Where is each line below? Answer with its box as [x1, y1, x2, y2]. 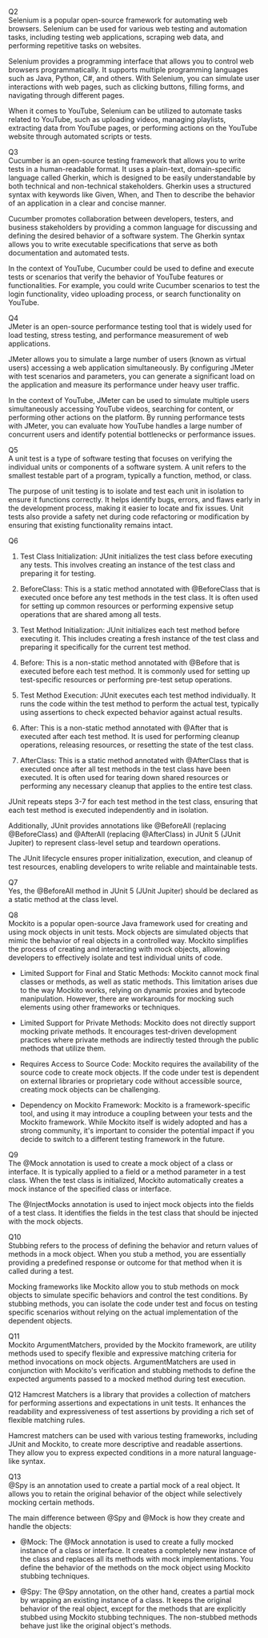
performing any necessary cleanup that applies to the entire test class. [19, 782, 254, 791]
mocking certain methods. [8, 1498, 94, 1507]
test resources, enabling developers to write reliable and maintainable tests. [8, 862, 258, 872]
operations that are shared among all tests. [19, 610, 162, 619]
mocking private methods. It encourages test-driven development [19, 1026, 238, 1036]
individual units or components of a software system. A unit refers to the [8, 462, 246, 472]
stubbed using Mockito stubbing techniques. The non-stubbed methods [19, 1612, 258, 1622]
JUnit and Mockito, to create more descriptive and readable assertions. [8, 1440, 243, 1449]
